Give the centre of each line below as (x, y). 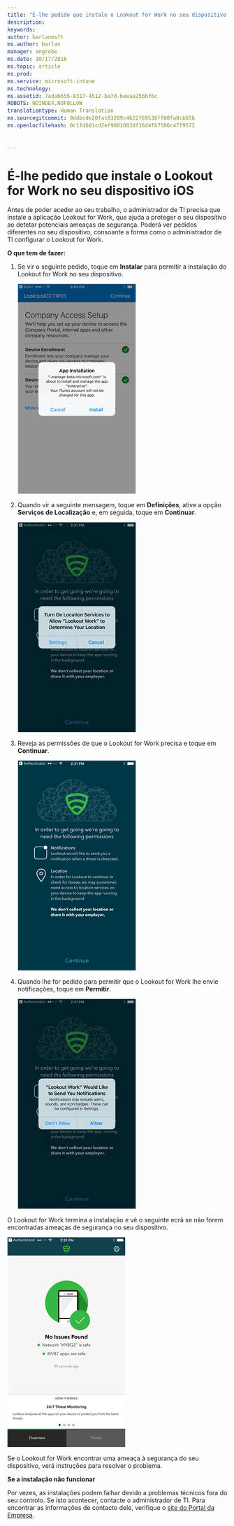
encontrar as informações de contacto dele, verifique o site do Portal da (111, 1508)
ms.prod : (20, 73)
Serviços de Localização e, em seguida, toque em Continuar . (107, 513)
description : (26, 22)
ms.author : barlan (34, 44)
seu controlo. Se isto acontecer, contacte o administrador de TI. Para (106, 1500)
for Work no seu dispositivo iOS (101, 191)
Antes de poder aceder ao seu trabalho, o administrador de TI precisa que (114, 210)
